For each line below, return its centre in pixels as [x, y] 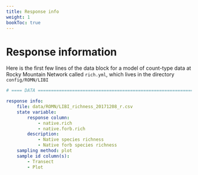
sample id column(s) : [43, 156]
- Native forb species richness [77, 145]
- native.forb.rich [61, 129]
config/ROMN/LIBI [27, 80]
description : [43, 134]
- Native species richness [71, 140]
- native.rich [55, 123]
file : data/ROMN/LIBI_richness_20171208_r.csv [75, 107]
